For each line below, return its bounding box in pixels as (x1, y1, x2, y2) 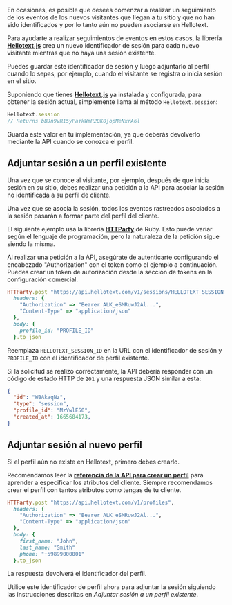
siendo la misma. (7, 239, 55, 248)
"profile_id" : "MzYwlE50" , (13, 407, 91, 414)
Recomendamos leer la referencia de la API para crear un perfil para (7, 471, 204, 479)
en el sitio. (7, 77, 37, 85)
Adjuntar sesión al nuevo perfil (7, 439, 143, 451)
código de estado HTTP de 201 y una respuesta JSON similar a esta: (7, 374, 202, 383)
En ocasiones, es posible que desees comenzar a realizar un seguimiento (7, 6, 216, 14)
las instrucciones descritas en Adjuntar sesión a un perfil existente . (7, 590, 199, 599)
